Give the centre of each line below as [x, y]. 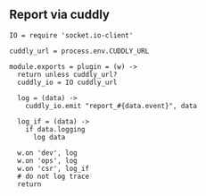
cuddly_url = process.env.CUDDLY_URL [79, 51]
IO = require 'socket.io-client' [71, 35]
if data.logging [56, 129]
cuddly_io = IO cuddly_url [67, 82]
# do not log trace [54, 176]
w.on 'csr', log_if [54, 168]
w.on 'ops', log [47, 160]
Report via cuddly [59, 15]
